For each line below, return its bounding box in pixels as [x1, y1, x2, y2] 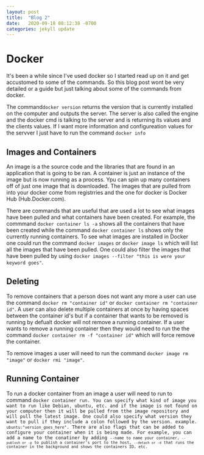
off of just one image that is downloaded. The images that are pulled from [6, 182, 191, 189]
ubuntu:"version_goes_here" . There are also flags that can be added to [6, 424, 185, 430]
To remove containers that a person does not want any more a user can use [6, 293, 197, 300]
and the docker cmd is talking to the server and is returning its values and [6, 116, 191, 123]
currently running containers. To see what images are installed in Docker [6, 233, 189, 240]
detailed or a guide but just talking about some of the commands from [6, 85, 181, 92]
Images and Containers [6, 147, 97, 157]
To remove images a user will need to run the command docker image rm [6, 349, 189, 356]
